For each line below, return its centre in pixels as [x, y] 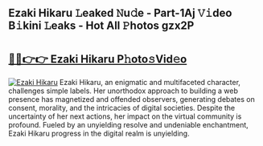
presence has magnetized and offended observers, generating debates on [131, 99]
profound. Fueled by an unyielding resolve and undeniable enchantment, [129, 125]
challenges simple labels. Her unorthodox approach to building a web [123, 91]
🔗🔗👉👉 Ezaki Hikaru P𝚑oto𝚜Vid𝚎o [98, 59]
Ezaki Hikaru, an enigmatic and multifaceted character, [150, 82]
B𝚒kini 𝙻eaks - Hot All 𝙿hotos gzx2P [101, 26]
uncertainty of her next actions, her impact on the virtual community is [125, 116]
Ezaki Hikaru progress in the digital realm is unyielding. [99, 133]
